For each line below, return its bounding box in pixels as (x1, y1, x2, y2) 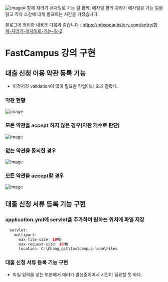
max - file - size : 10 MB (18, 237, 62, 242)
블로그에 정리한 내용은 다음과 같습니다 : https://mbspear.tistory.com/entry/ (5, 22, 154, 28)
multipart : (14, 232, 37, 237)
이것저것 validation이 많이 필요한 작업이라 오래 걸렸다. (12, 83, 118, 89)
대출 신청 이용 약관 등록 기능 (5, 69, 86, 77)
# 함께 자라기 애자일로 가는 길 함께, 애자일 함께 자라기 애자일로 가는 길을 (23, 5, 163, 11)
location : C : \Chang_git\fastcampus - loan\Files (18, 246, 118, 251)
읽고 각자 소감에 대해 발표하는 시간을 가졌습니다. (5, 11, 99, 17)
